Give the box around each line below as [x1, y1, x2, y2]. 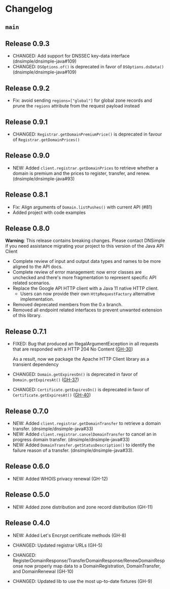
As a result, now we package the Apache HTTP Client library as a [12, 356, 150, 362]
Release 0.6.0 [5, 462, 50, 471]
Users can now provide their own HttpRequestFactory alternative [20, 291, 155, 297]
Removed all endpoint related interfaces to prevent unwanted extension [12, 307, 162, 313]
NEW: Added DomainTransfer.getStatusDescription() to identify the [12, 442, 155, 448]
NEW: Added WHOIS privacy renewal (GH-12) [12, 475, 108, 481]
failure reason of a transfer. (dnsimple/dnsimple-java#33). [12, 447, 134, 453]
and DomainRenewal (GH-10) [12, 568, 74, 574]
